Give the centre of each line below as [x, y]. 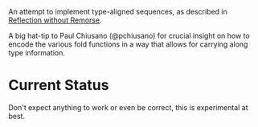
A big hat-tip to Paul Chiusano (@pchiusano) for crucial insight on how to [129, 36]
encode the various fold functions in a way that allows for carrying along [128, 44]
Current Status [59, 86]
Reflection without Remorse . [55, 20]
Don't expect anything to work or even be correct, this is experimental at [128, 107]
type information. [37, 53]
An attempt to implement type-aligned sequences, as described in [118, 12]
